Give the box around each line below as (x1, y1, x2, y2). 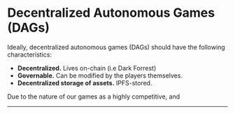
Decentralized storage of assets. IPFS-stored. (17, 78, 152, 87)
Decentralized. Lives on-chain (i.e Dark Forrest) (17, 64, 157, 72)
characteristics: (7, 50, 52, 59)
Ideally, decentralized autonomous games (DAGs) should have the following (7, 43, 225, 51)
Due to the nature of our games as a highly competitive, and (7, 92, 180, 101)
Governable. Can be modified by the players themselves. (17, 71, 183, 80)
